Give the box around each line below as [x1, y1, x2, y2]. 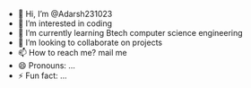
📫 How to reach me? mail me [17, 48, 127, 57]
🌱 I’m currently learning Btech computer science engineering [17, 28, 244, 38]
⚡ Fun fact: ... [17, 70, 67, 81]
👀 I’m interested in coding [17, 18, 113, 29]
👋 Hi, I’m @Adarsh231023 [17, 9, 113, 19]
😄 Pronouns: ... [17, 60, 76, 71]
